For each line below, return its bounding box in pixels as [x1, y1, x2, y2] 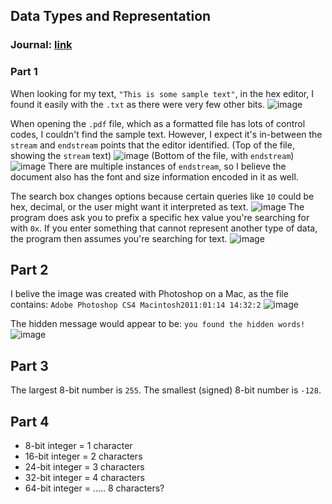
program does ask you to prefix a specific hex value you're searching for [10, 211, 310, 223]
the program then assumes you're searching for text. [10, 232, 228, 244]
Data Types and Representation [10, 8, 212, 25]
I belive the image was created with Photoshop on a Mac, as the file [10, 288, 289, 300]
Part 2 [10, 262, 49, 278]
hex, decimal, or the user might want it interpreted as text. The [10, 200, 305, 213]
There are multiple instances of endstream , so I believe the [48, 160, 287, 172]
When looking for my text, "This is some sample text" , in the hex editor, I [10, 87, 314, 99]
